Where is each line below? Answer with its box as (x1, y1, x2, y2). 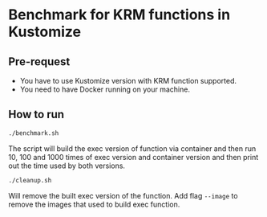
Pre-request (8, 55, 71, 68)
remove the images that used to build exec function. (8, 199, 180, 209)
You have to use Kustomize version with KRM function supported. (19, 76, 237, 85)
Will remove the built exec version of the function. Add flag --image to (8, 190, 238, 200)
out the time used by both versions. (8, 161, 126, 170)
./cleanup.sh (8, 176, 52, 184)
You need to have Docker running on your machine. (19, 84, 191, 94)
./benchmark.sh (8, 129, 59, 137)
